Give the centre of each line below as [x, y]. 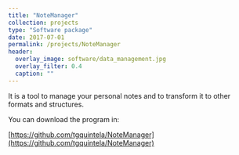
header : [21, 52]
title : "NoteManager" [43, 15]
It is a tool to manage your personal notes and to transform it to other [119, 96]
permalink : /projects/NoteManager [65, 45]
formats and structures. [46, 104]
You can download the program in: [64, 119]
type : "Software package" [50, 30]
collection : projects [43, 23]
